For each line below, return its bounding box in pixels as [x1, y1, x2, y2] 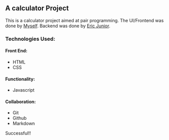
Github [12, 115, 27, 121]
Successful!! [5, 130, 31, 136]
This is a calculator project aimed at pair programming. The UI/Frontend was [5, 17, 164, 23]
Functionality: [5, 76, 35, 82]
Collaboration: [5, 98, 36, 105]
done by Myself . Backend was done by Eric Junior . [5, 23, 110, 29]
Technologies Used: [5, 35, 55, 42]
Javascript [12, 87, 35, 93]
